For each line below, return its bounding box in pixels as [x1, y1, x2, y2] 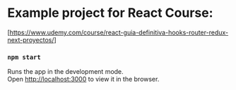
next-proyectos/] [7, 35, 57, 44]
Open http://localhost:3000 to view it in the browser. [7, 75, 160, 84]
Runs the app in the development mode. [7, 67, 124, 76]
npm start [7, 53, 41, 61]
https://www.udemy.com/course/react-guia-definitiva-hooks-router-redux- [9, 28, 229, 37]
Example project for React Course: [7, 5, 213, 21]
